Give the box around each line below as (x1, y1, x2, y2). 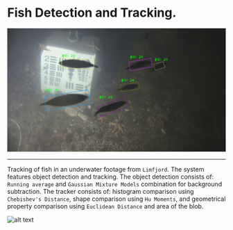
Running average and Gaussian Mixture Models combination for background (7, 179, 223, 188)
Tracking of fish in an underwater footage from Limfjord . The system (7, 165, 205, 173)
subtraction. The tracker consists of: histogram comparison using (7, 187, 194, 195)
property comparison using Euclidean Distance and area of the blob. (7, 202, 204, 210)
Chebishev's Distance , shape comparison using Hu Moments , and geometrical (7, 195, 226, 203)
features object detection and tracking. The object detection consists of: (7, 172, 214, 181)
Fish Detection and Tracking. (7, 5, 177, 21)
